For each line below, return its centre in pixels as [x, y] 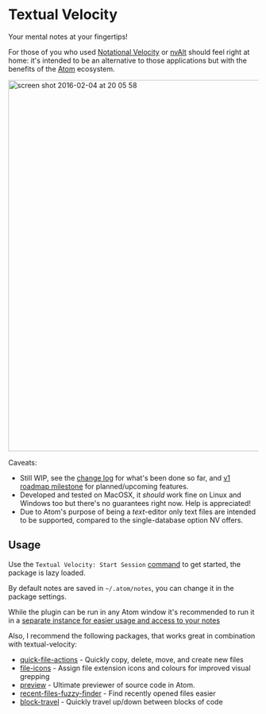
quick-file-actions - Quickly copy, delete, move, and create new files [131, 659]
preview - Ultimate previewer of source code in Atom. [108, 685]
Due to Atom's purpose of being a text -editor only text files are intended [138, 511]
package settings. [38, 596]
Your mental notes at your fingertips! [68, 37]
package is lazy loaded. [47, 573]
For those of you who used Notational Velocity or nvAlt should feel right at [129, 52]
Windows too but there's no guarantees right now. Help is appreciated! [135, 503]
